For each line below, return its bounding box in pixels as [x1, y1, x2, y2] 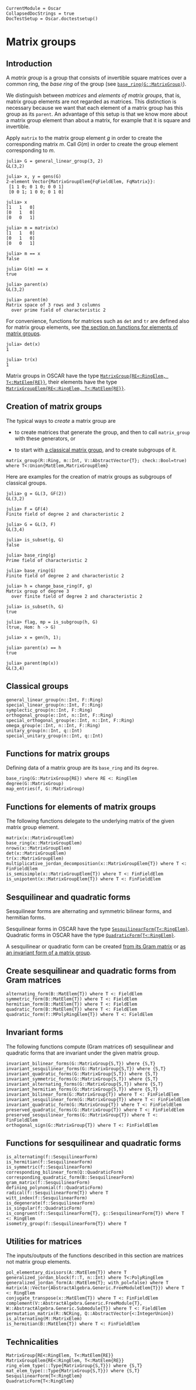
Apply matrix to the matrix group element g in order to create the [6, 134, 163, 141]
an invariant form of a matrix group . [6, 949, 92, 957]
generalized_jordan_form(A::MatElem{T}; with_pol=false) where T [6, 1280, 169, 1286]
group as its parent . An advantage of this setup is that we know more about [6, 110, 188, 117]
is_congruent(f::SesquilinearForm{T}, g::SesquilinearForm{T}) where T [6, 1210, 184, 1216]
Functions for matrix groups [6, 749, 110, 759]
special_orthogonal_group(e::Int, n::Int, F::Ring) [6, 717, 135, 723]
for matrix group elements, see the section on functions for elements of [6, 324, 178, 331]
